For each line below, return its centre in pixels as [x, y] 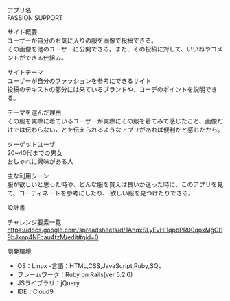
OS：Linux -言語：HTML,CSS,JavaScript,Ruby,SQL [89, 266]
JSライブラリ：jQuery [48, 283]
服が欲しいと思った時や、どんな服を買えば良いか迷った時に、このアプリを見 [115, 184]
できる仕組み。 [46, 58]
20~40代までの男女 [35, 153]
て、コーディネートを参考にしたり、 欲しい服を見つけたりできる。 [101, 193]
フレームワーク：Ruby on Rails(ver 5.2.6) [75, 274]
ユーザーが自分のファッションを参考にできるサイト [79, 81]
